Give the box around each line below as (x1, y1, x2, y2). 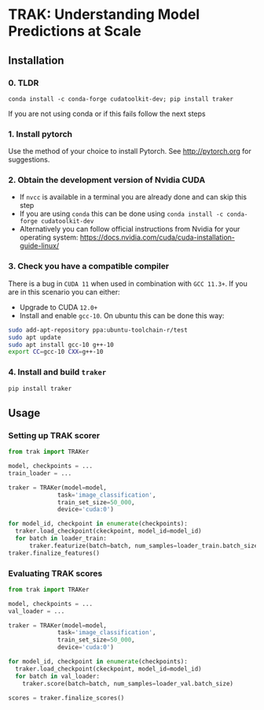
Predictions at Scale (8, 22, 141, 40)
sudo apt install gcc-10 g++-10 (8, 340, 114, 348)
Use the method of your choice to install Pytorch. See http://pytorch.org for (8, 147, 251, 156)
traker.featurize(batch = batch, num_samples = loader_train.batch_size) (28, 541, 262, 549)
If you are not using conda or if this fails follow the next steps (8, 109, 206, 118)
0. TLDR (8, 77, 39, 88)
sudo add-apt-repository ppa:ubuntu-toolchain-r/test (8, 325, 189, 334)
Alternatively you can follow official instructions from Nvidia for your (19, 225, 240, 234)
